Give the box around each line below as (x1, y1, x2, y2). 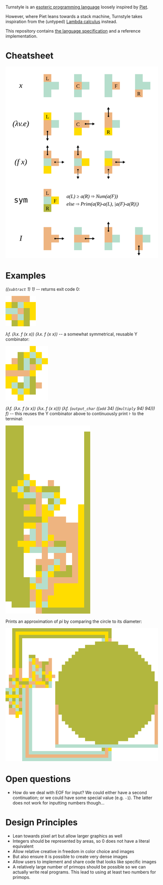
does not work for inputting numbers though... (12, 800, 105, 806)
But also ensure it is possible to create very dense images (12, 854, 128, 860)
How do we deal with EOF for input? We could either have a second (12, 790, 147, 796)
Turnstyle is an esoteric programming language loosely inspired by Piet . (5, 4, 149, 10)
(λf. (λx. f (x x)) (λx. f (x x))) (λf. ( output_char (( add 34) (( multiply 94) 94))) (5, 405, 155, 412)
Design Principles (5, 817, 78, 828)
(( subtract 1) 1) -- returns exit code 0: (5, 286, 80, 292)
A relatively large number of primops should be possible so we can (12, 864, 146, 870)
